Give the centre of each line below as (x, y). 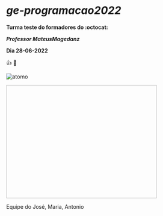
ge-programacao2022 (64, 11)
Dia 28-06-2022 (27, 50)
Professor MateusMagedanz (43, 39)
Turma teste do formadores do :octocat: (57, 27)
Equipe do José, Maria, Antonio (45, 206)
